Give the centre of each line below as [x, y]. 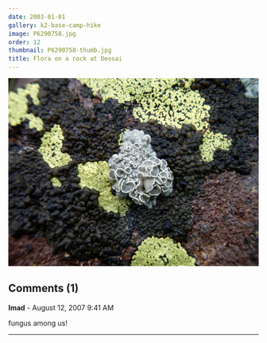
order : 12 [25, 42]
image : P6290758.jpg [43, 33]
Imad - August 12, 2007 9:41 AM [61, 307]
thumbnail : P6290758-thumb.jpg [60, 51]
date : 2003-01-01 [37, 17]
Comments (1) [44, 288]
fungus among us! [38, 323]
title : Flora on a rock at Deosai [66, 59]
